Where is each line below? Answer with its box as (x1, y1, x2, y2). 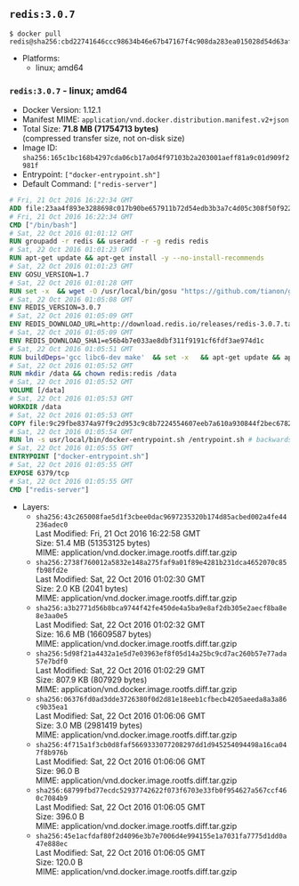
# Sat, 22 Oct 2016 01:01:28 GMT (9, 278, 133, 287)
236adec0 (35, 520, 69, 529)
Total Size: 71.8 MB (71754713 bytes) (21, 124, 159, 134)
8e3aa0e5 (35, 611, 69, 620)
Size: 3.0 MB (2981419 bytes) (35, 720, 143, 730)
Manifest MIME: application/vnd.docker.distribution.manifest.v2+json (21, 114, 289, 125)
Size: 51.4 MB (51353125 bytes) (35, 537, 151, 548)
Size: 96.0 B (35, 765, 80, 776)
